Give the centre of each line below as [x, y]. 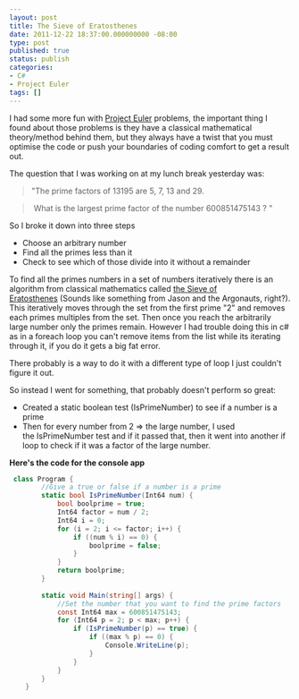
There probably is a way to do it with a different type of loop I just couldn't [145, 362]
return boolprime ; [91, 571]
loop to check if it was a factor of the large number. [116, 445]
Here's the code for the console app [77, 463]
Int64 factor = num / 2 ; [103, 512]
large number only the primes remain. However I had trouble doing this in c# [149, 327]
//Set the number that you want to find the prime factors [169, 604]
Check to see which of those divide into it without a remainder [137, 261]
